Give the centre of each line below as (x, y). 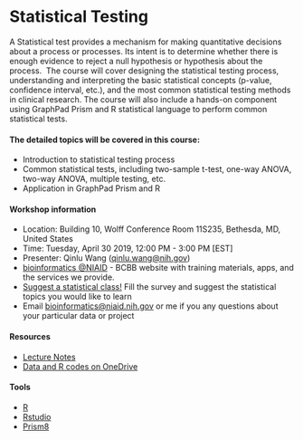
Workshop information (53, 209)
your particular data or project (78, 316)
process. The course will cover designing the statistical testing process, (144, 71)
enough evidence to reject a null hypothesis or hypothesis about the (136, 61)
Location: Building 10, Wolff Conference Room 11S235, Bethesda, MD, (151, 229)
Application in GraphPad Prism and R (91, 188)
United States (48, 239)
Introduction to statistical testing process (99, 159)
